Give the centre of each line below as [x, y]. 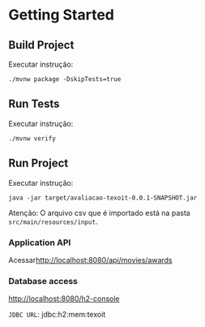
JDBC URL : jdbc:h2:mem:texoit [57, 315]
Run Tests [34, 104]
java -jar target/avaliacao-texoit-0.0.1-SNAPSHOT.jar [103, 198]
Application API [40, 243]
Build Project [41, 45]
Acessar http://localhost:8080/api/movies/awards [90, 260]
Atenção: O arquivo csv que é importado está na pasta [99, 213]
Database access [43, 281]
